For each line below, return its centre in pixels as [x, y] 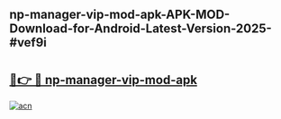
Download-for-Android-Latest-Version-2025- [140, 29]
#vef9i [28, 42]
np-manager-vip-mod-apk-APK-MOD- [120, 15]
